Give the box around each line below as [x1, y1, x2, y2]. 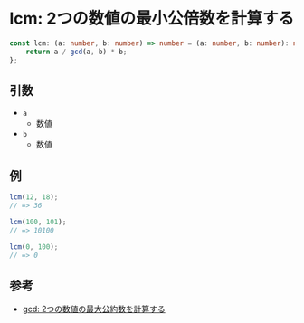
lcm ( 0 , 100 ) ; [9, 242, 59, 252]
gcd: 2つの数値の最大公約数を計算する [22, 304, 166, 315]
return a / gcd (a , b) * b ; [25, 47, 128, 56]
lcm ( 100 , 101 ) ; [9, 217, 67, 226]
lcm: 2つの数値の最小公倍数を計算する [9, 8, 295, 29]
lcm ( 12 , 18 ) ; [9, 193, 59, 202]
